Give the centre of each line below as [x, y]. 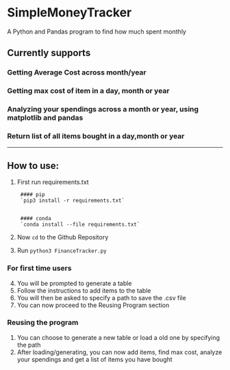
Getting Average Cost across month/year [77, 72]
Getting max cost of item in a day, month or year [88, 91]
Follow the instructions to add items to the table [84, 290]
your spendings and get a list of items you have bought [94, 359]
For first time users [39, 268]
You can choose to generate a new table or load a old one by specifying [118, 337]
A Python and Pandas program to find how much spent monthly [97, 31]
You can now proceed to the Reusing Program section [93, 305]
